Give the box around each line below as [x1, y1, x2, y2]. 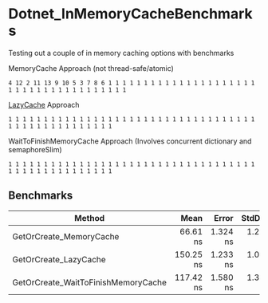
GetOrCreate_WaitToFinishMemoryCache [12, 277, 167, 288]
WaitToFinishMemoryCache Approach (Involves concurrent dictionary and [8, 136, 252, 146]
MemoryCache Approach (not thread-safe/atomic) [8, 63, 174, 73]
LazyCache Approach [8, 100, 80, 109]
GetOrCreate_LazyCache [12, 254, 106, 265]
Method [74, 212, 105, 223]
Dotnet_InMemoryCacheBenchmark [8, 5, 253, 23]
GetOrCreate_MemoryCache [12, 230, 120, 242]
